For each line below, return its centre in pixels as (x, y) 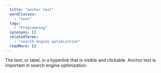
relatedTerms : (24, 37)
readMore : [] (23, 46)
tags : (15, 23)
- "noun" (23, 19)
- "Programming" (31, 28)
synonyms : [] (23, 32)
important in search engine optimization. (46, 65)
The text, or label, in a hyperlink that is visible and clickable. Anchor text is (80, 60)
